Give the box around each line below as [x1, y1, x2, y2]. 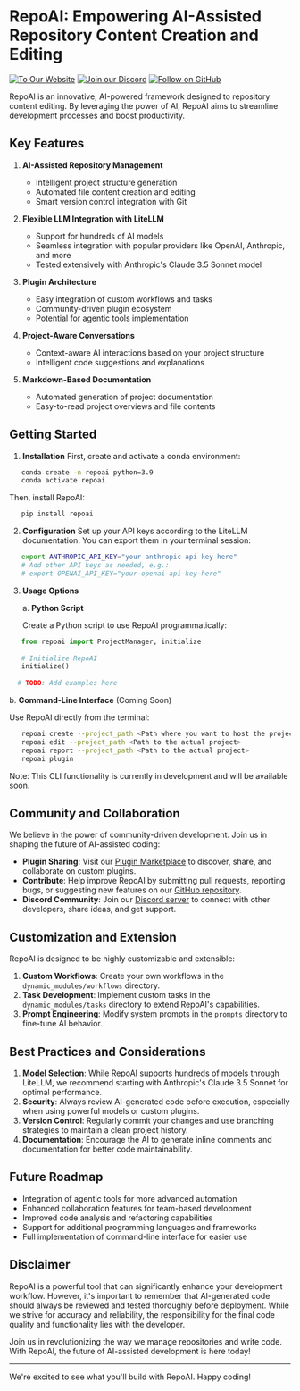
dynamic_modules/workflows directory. [21, 980, 161, 991]
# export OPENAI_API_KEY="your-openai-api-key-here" [21, 569, 221, 578]
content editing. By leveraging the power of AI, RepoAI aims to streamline [9, 100, 279, 111]
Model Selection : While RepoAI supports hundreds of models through [21, 1068, 279, 1078]
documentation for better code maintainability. [21, 1144, 194, 1154]
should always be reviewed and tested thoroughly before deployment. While [9, 1300, 290, 1311]
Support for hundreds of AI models [35, 230, 164, 241]
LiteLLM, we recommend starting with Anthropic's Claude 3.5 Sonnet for [21, 1077, 288, 1087]
